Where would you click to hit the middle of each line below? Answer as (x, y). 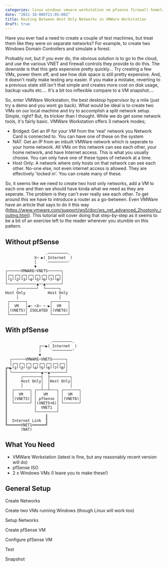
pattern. (13, 226)
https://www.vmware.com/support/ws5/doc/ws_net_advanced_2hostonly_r (84, 210)
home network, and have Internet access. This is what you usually (80, 152)
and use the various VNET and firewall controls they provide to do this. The (82, 64)
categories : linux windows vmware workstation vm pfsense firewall (77, 10)
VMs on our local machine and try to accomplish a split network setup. (78, 111)
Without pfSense (32, 242)
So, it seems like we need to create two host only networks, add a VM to (79, 183)
